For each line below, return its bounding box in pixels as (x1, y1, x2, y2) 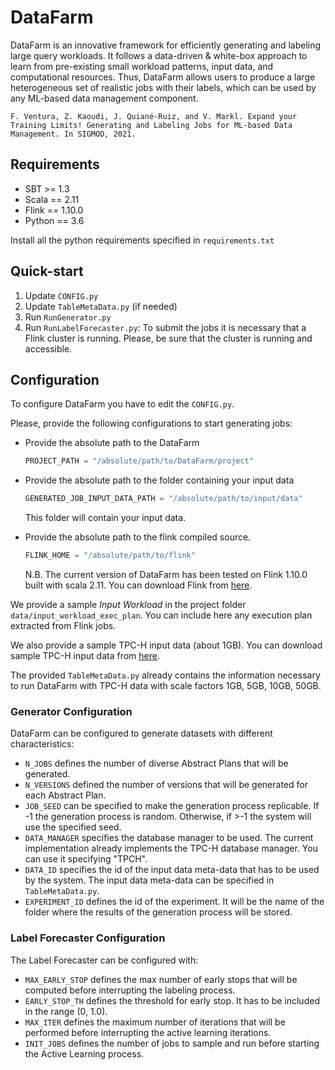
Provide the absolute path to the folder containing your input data (24, 474, 295, 486)
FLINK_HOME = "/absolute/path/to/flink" (24, 551, 196, 561)
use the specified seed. (24, 821, 122, 833)
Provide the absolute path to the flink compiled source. (24, 531, 252, 543)
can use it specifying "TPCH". (24, 853, 148, 865)
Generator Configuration (10, 704, 133, 718)
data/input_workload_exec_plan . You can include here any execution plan (10, 609, 313, 621)
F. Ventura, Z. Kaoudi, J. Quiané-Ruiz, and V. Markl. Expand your (10, 111, 298, 121)
